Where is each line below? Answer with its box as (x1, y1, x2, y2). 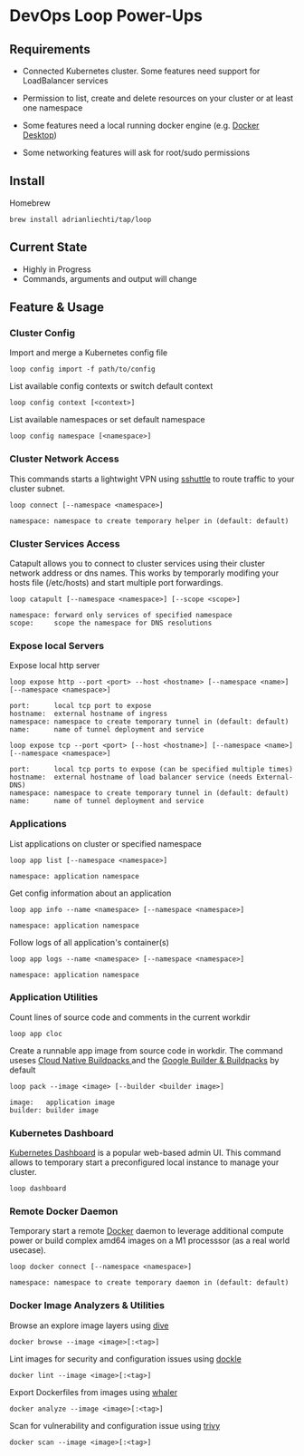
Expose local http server (9, 660, 100, 671)
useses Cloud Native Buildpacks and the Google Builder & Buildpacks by (9, 1054, 280, 1065)
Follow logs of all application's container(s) (9, 937, 170, 947)
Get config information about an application (9, 888, 172, 898)
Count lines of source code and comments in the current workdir (9, 1012, 251, 1023)
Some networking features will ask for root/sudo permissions (22, 147, 251, 158)
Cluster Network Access (9, 452, 119, 465)
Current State (9, 239, 88, 255)
